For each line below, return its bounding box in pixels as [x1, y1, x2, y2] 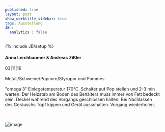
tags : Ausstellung [5, 21, 43, 26]
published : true [5, 7, 38, 12]
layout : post [5, 12, 32, 17]
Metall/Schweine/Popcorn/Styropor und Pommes [5, 76, 105, 82]
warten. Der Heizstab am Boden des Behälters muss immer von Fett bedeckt [5, 91, 160, 97]
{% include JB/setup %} [5, 44, 54, 49]
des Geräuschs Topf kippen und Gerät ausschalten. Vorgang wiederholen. [5, 102, 155, 108]
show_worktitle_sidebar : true [5, 16, 67, 21]
